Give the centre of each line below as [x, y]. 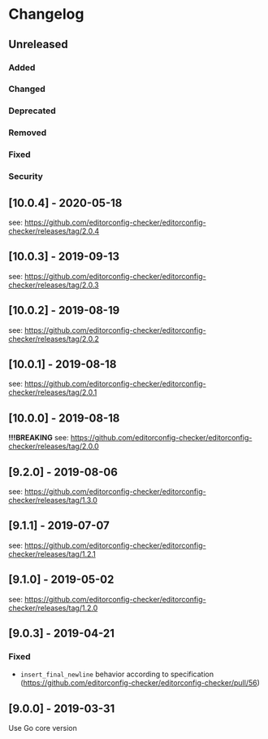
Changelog [46, 14]
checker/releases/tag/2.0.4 [54, 231]
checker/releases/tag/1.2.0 [53, 608]
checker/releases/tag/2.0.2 [54, 339]
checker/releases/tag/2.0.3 [54, 285]
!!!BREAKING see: [39, 438]
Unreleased [39, 44]
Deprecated [32, 111]
